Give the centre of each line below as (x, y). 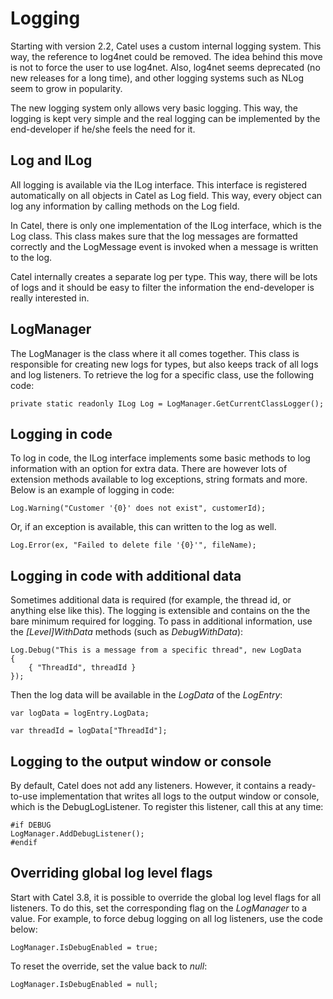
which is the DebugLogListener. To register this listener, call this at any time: (167, 806)
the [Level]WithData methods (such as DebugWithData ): (127, 632)
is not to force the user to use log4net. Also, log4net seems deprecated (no (165, 67)
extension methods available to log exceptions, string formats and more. (159, 479)
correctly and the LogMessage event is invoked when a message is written (164, 246)
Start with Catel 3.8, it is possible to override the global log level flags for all (166, 897)
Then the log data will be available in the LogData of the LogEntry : (146, 695)
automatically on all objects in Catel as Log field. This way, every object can (166, 195)
